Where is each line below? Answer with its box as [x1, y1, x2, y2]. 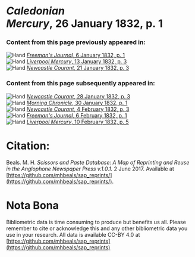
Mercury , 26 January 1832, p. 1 [6, 17, 163, 30]
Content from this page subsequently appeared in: [6, 79, 156, 88]
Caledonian [6, 4, 65, 18]
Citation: [6, 139, 50, 153]
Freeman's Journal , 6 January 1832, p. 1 [26, 52, 125, 59]
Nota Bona [6, 199, 59, 212]
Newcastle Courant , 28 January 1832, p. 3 [26, 92, 131, 100]
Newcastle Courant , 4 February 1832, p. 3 [26, 106, 130, 113]
